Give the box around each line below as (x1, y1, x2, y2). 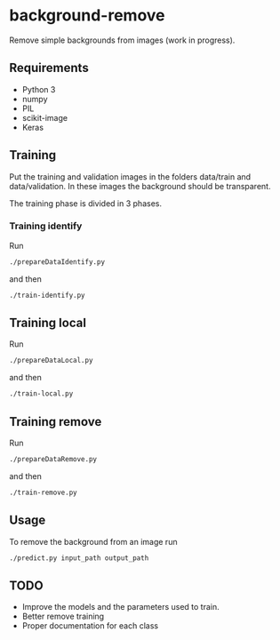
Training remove (9, 414, 102, 429)
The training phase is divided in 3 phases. (9, 197, 163, 209)
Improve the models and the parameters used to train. (21, 602, 220, 612)
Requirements (9, 60, 89, 76)
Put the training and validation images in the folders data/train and (9, 171, 252, 182)
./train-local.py (9, 389, 74, 398)
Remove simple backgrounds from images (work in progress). (9, 35, 236, 45)
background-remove (9, 5, 166, 26)
